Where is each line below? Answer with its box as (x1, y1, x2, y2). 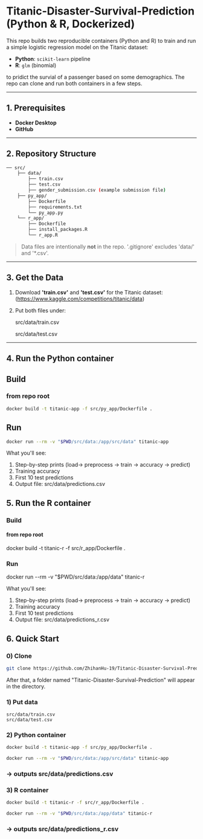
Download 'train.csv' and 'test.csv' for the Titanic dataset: (14, 288, 163, 296)
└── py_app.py (28, 210, 63, 216)
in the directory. (6, 682, 46, 690)
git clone (6, 665, 31, 672)
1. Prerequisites (6, 103, 66, 113)
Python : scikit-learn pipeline (14, 55, 91, 62)
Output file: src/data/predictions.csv (14, 481, 106, 488)
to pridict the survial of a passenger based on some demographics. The (6, 73, 185, 80)
